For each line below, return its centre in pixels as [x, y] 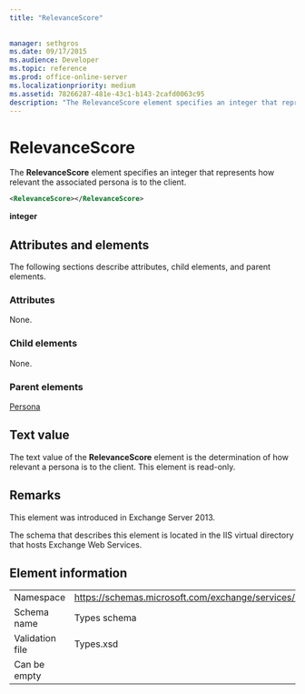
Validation [35, 639]
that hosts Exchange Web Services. [76, 544]
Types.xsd [96, 644]
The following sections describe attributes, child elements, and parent [140, 267]
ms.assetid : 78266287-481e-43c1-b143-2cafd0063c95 [107, 94]
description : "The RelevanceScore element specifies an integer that [144, 102]
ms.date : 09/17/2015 [49, 52]
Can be [30, 665]
